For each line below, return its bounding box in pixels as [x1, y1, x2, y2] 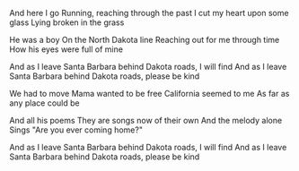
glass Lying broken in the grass [9, 17, 125, 28]
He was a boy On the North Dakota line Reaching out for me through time [9, 35, 280, 45]
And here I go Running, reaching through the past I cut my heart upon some [9, 8, 289, 18]
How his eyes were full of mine [9, 44, 124, 55]
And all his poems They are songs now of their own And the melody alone [9, 115, 283, 125]
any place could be [9, 98, 80, 108]
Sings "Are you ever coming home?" [9, 124, 144, 135]
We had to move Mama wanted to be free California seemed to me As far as [9, 89, 290, 98]
